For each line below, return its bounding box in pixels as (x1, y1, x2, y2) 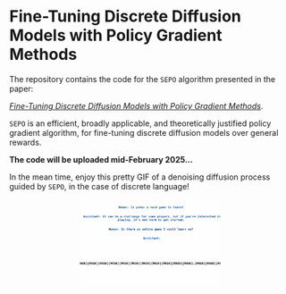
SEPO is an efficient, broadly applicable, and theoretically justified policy (9, 118, 272, 129)
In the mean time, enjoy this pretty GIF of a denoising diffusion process (9, 172, 271, 182)
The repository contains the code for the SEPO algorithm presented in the (9, 73, 276, 84)
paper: (9, 83, 34, 94)
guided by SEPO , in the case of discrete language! (9, 181, 189, 191)
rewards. (9, 137, 42, 147)
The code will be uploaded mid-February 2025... (9, 154, 194, 164)
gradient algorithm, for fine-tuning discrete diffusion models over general (9, 127, 279, 138)
